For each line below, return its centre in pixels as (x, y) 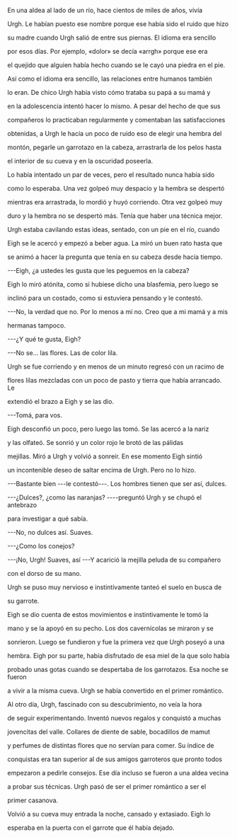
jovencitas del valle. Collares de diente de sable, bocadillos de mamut (109, 732)
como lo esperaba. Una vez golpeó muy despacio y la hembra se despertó (116, 188)
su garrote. (23, 601)
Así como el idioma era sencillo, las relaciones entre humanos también (110, 79)
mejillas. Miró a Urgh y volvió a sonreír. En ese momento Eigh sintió (105, 456)
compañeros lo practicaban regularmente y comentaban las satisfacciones (116, 120)
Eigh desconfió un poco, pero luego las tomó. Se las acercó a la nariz (108, 429)
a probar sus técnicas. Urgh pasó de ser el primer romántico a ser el (107, 787)
